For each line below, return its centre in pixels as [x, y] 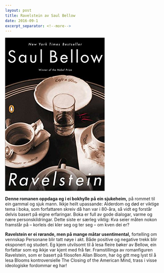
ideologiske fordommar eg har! [36, 266]
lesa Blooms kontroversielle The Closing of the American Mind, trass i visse [81, 260]
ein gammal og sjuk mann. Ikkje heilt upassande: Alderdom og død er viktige [82, 204]
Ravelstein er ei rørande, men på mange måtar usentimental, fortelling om [81, 234]
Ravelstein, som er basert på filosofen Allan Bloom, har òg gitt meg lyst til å [81, 255]
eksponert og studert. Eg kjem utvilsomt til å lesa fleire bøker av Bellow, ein [81, 245]
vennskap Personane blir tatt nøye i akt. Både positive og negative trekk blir [81, 240]
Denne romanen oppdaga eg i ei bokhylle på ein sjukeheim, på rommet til [80, 199]
